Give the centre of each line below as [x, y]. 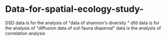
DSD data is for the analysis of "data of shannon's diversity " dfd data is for [82, 23]
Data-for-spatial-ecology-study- [74, 9]
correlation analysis [25, 33]
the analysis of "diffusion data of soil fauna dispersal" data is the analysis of [83, 28]
